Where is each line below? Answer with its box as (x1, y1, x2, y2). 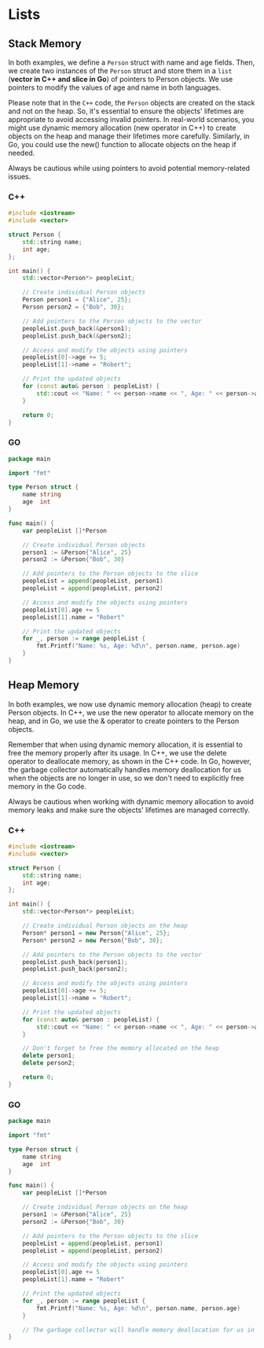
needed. (8, 148, 35, 157)
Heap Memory (8, 678, 80, 692)
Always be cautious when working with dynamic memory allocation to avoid (8, 796, 254, 806)
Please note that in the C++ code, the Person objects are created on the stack (8, 98, 255, 107)
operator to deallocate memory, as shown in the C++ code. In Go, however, (8, 756, 251, 766)
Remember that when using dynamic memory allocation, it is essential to (8, 740, 244, 749)
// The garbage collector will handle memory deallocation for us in (22, 1326, 255, 1334)
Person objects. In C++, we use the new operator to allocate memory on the (8, 707, 254, 717)
